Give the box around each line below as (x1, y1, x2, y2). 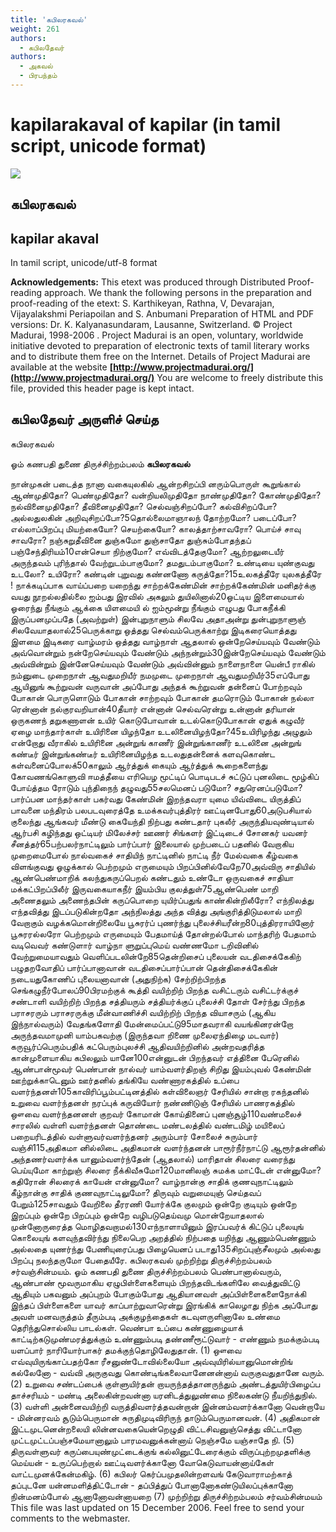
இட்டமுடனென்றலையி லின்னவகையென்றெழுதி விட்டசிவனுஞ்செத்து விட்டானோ (10, 1422, 302, 1435)
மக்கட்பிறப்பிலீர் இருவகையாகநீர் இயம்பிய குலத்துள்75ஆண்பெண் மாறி (10, 882, 279, 895)
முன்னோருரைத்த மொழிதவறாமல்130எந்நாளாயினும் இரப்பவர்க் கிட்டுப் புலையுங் (10, 1220, 304, 1232)
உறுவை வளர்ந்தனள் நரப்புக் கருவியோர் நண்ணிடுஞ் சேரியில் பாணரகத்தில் (10, 1096, 295, 1108)
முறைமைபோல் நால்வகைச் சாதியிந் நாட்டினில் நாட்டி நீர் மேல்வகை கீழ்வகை (10, 849, 298, 861)
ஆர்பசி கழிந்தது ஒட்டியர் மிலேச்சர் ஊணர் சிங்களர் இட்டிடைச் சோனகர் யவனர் (10, 826, 308, 838)
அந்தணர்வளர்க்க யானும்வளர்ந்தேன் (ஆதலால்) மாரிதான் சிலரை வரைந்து (10, 1152, 295, 1165)
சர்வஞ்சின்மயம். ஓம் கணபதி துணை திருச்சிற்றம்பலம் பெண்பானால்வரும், (10, 1265, 282, 1277)
